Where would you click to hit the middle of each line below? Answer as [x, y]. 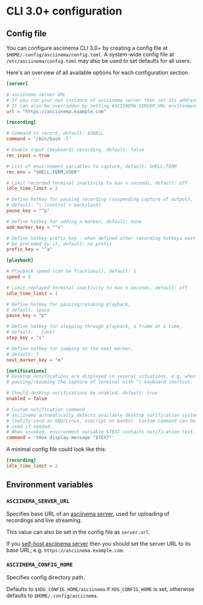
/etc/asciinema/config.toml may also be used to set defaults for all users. [99, 61]
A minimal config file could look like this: [56, 450]
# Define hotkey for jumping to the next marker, [70, 348]
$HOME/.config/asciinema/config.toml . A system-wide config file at [90, 54]
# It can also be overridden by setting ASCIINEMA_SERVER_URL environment [102, 106]
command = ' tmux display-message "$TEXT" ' [60, 438]
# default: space [28, 310]
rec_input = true [28, 155]
